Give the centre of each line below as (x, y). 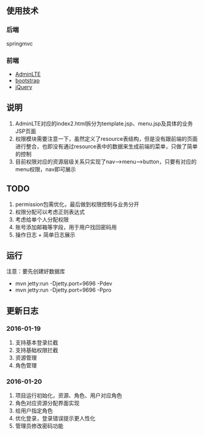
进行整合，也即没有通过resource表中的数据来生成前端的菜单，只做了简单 (106, 146)
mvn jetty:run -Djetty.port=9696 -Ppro (63, 290)
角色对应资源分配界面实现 (47, 403)
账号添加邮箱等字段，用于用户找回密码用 (66, 227)
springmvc (20, 43)
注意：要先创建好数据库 (36, 271)
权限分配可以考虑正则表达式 (50, 211)
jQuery (23, 87)
